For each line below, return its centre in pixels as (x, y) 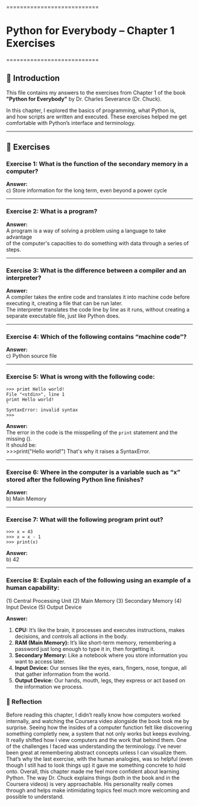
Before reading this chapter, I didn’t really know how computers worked (93, 715)
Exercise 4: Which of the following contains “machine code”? (97, 336)
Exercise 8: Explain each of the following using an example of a (99, 580)
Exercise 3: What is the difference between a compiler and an (96, 270)
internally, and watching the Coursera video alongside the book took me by (98, 721)
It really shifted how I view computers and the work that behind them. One (97, 740)
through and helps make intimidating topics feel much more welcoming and (98, 790)
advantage (19, 237)
